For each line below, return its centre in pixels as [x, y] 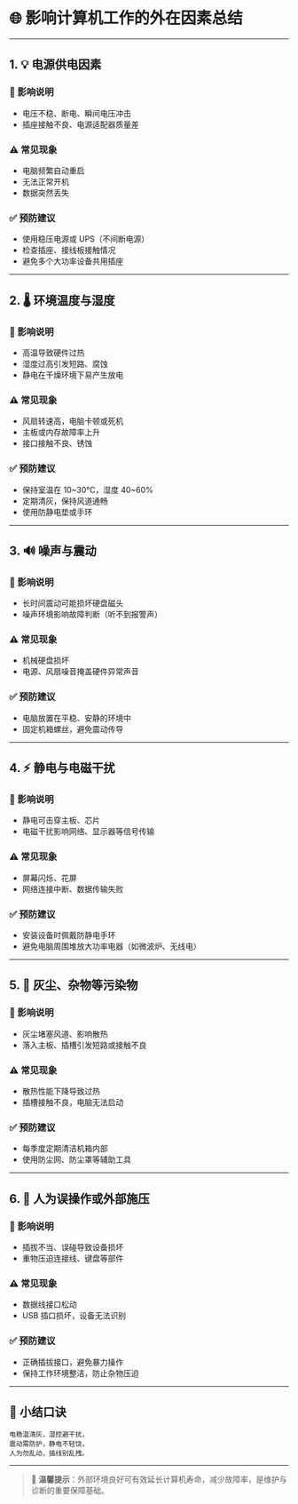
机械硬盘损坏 [45, 660]
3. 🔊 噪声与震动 [53, 550]
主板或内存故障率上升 [61, 433]
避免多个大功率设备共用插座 [73, 261]
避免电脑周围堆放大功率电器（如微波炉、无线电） [111, 946]
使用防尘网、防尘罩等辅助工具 [76, 1159]
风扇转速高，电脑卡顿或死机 [73, 421]
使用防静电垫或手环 [57, 512]
